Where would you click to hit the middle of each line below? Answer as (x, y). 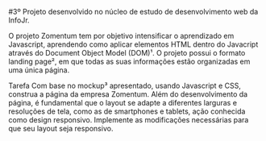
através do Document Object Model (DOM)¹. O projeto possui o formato (127, 53)
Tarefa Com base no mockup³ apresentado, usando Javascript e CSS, (125, 85)
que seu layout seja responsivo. (61, 129)
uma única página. (39, 70)
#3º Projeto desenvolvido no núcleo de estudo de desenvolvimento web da (133, 12)
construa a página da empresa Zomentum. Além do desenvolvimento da (128, 94)
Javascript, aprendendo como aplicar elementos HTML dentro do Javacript (133, 44)
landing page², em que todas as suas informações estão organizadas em (129, 61)
